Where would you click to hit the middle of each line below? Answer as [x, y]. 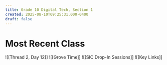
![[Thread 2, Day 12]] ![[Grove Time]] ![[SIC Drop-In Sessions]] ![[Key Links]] [84, 57]
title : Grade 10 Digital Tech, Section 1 [49, 10]
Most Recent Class [45, 43]
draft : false [19, 19]
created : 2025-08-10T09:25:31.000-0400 [47, 14]
